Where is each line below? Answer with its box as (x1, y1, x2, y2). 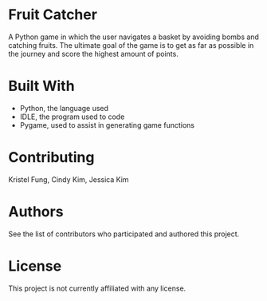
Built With (8, 77, 75, 95)
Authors (8, 203, 64, 220)
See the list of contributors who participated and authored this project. (8, 229, 240, 239)
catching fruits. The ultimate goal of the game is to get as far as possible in (8, 40, 254, 50)
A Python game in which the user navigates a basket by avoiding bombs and (8, 32, 259, 42)
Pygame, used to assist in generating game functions (19, 120, 195, 129)
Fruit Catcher (8, 6, 98, 24)
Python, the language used (19, 103, 109, 113)
